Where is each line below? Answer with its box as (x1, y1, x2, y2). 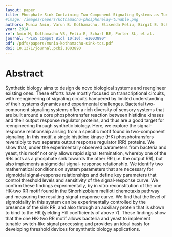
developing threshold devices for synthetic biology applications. (5, 226, 141, 232)
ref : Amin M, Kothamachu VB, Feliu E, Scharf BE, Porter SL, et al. (5, 31, 155, 36)
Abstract (5, 68, 44, 79)
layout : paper (5, 7, 36, 13)
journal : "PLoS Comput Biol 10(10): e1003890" (5, 36, 106, 41)
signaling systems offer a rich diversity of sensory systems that (30, 106, 164, 113)
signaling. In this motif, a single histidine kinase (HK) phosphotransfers (5, 134, 154, 140)
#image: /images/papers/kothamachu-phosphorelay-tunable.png (5, 17, 139, 22)
